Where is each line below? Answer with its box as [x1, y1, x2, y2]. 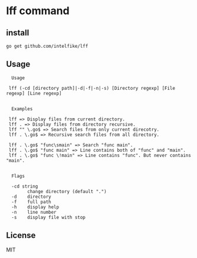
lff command [6, 4, 70, 18]
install [6, 28, 29, 38]
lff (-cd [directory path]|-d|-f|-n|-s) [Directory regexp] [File [8, 85, 176, 91]
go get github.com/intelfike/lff [6, 43, 88, 49]
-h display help [11, 204, 60, 210]
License [6, 230, 36, 240]
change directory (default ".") [27, 188, 107, 194]
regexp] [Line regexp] [6, 90, 62, 96]
